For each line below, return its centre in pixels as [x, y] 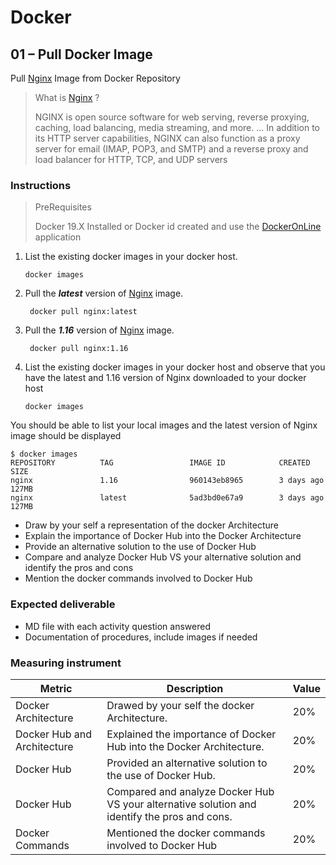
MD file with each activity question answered [117, 626]
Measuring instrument [66, 663]
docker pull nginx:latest [83, 312]
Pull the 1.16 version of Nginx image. [99, 330]
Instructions [41, 185]
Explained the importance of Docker [191, 734]
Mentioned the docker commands [186, 833]
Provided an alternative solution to [187, 763]
